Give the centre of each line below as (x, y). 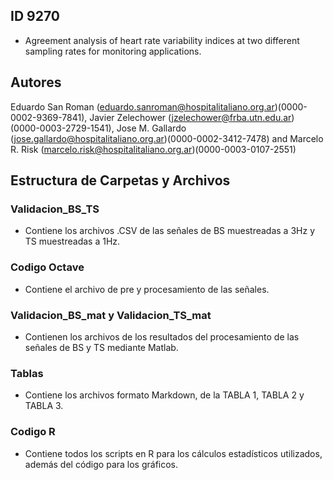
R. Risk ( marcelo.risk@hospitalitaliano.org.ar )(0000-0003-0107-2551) (153, 149)
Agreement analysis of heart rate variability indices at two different (162, 40)
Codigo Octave (47, 267)
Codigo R (33, 432)
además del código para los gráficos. (101, 464)
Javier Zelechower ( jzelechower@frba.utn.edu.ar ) (192, 117)
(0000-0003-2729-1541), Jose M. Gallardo (98, 128)
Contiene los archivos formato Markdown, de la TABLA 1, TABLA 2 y (164, 395)
